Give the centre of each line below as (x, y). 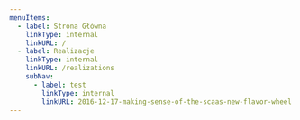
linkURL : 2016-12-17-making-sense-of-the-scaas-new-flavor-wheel (167, 102)
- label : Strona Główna (62, 26)
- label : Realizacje (56, 51)
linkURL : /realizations (70, 69)
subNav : (40, 77)
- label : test (60, 85)
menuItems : (30, 18)
